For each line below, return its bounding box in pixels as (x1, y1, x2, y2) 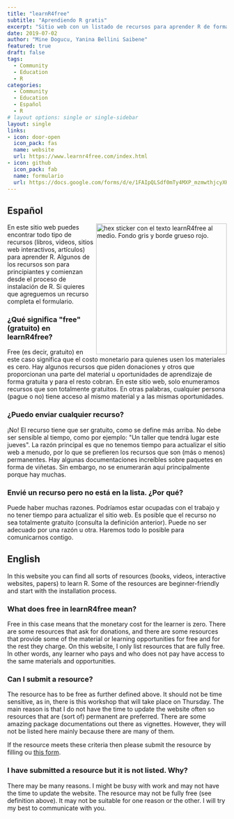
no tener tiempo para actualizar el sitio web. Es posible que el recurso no (7, 511, 217, 520)
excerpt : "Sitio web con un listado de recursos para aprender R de (7, 23, 210, 30)
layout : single (7, 120, 52, 128)
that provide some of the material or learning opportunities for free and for (7, 635, 221, 643)
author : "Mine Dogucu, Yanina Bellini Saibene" (7, 36, 148, 43)
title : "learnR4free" (7, 10, 70, 17)
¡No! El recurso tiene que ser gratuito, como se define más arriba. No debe (7, 426, 221, 434)
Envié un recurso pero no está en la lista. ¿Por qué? (7, 488, 183, 497)
